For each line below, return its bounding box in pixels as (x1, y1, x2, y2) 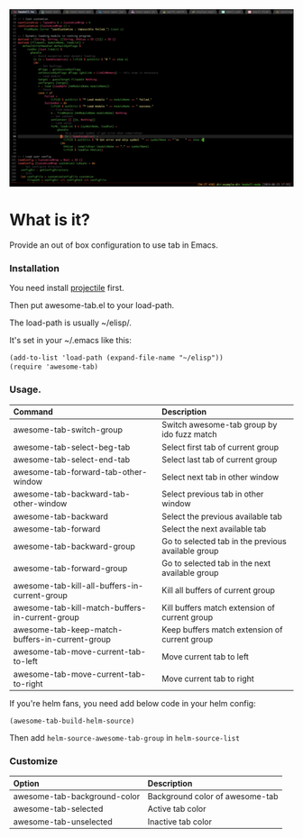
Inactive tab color (147, 815, 212, 827)
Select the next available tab (161, 523, 267, 534)
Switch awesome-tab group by (161, 419, 278, 431)
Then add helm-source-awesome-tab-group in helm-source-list (9, 733, 241, 743)
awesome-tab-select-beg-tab (13, 442, 131, 452)
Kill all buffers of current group (161, 585, 275, 596)
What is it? (9, 210, 91, 231)
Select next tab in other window (161, 471, 280, 482)
